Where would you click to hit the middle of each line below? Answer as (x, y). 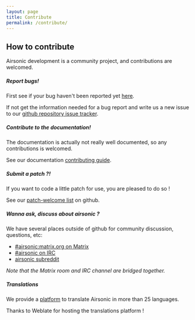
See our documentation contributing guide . (59, 160)
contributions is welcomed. (39, 148)
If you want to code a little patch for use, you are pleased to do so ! (88, 189)
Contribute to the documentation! (48, 127)
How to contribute (40, 47)
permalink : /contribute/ (37, 23)
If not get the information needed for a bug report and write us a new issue (97, 107)
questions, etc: (24, 235)
